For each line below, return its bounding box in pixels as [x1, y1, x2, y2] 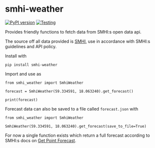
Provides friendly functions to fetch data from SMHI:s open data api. [5, 29, 142, 35]
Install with [5, 53, 27, 59]
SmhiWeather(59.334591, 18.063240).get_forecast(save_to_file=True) [5, 124, 147, 129]
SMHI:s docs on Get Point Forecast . [5, 137, 76, 143]
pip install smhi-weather [5, 62, 57, 67]
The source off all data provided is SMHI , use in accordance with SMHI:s [5, 38, 151, 44]
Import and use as [5, 71, 41, 76]
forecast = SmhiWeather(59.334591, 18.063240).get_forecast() [5, 89, 134, 93]
